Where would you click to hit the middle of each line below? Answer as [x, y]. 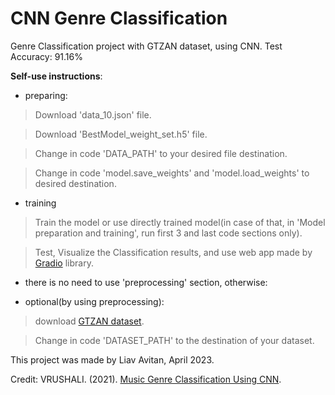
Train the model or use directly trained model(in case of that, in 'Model [180, 222]
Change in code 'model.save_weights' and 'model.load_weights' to [172, 173]
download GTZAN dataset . [89, 321]
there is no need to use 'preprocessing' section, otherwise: [146, 282]
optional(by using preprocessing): [94, 301]
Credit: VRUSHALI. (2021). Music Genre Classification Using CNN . [146, 379]
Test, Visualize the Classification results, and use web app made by [173, 252]
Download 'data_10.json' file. [93, 114]
